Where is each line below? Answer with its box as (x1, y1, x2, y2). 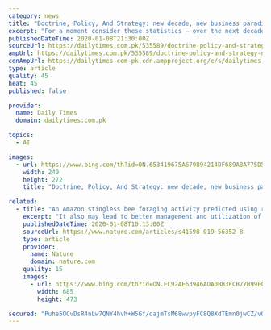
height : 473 (37, 295, 78, 303)
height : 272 (23, 175, 63, 184)
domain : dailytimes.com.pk (15, 116, 106, 125)
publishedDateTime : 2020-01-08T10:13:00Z (23, 219, 164, 228)
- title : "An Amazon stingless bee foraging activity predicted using (15, 205, 258, 214)
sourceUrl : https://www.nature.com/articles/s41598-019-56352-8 (23, 228, 244, 236)
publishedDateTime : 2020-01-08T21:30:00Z (8, 34, 150, 43)
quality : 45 (8, 72, 48, 80)
